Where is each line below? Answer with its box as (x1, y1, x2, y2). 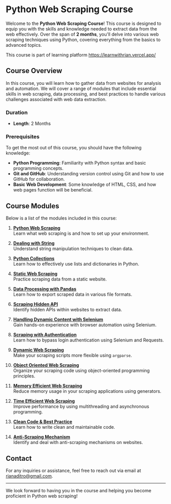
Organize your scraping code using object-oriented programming (13, 367, 150, 374)
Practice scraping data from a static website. (13, 276, 107, 282)
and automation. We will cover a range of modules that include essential (6, 85, 156, 91)
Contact (6, 454, 32, 463)
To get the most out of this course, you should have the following (6, 145, 142, 151)
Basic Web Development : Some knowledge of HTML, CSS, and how (13, 181, 156, 187)
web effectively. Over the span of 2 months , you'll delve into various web (6, 31, 159, 37)
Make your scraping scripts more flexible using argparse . (13, 352, 132, 359)
